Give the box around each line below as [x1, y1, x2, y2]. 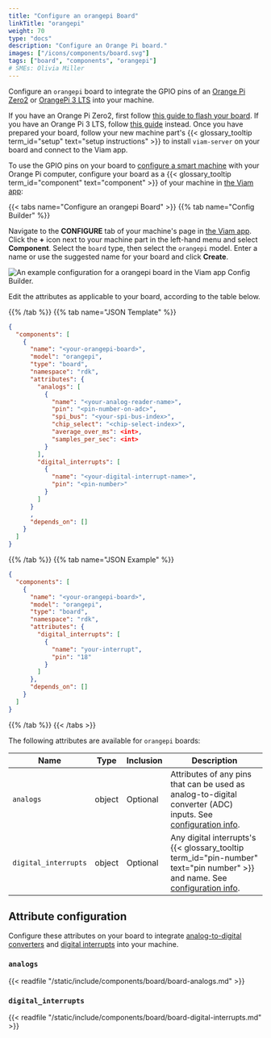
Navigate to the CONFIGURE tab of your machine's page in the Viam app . [8, 226, 252, 236]
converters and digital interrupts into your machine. [8, 940, 179, 949]
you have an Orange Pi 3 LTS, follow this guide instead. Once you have [8, 119, 244, 129]
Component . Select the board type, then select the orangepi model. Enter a [8, 243, 258, 252]
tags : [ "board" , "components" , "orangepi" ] [8, 57, 157, 65]
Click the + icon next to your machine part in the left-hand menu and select [8, 235, 258, 244]
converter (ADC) [170, 798, 234, 810]
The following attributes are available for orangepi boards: [8, 736, 201, 745]
